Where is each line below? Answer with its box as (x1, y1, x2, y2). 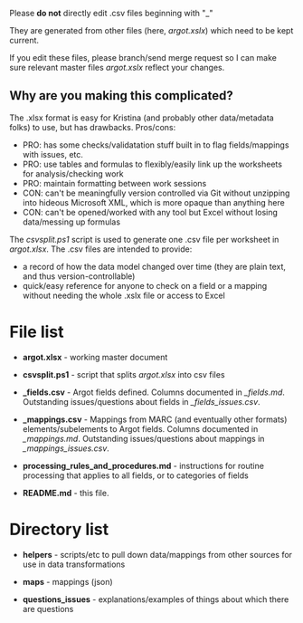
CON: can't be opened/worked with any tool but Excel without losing (22, 206, 279, 217)
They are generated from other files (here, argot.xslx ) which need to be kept (9, 25, 294, 35)
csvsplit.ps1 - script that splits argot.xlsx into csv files (22, 369, 225, 379)
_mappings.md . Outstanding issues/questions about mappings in (22, 433, 265, 444)
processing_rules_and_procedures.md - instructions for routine (22, 460, 265, 471)
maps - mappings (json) (22, 576, 113, 587)
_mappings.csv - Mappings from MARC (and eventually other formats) (22, 414, 288, 425)
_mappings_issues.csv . (22, 443, 110, 454)
